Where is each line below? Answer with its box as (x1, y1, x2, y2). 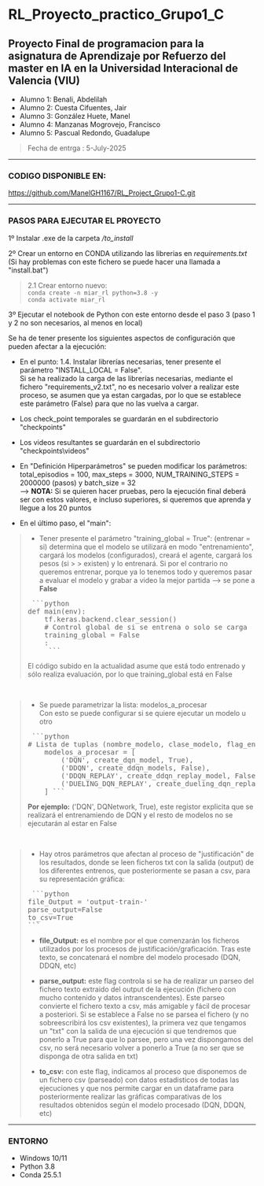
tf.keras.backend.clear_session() (44, 614, 178, 624)
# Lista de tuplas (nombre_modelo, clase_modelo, (27, 739, 222, 749)
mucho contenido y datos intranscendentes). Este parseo (38, 992, 225, 1002)
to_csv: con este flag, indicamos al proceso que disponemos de (38, 1066, 247, 1076)
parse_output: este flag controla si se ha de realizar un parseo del (38, 976, 254, 985)
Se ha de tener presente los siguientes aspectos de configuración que (8, 333, 236, 343)
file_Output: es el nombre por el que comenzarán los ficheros (38, 936, 240, 945)
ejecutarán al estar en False (27, 818, 118, 828)
